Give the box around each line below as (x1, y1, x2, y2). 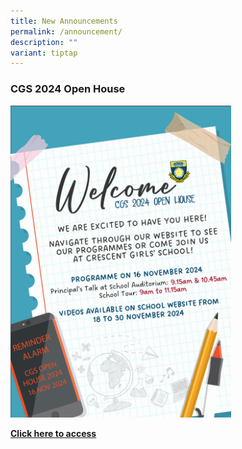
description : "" (10, 37, 78, 47)
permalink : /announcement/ (10, 26, 123, 37)
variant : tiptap (10, 48, 78, 58)
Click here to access (10, 427, 97, 439)
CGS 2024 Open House (10, 82, 126, 96)
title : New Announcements (10, 16, 118, 26)
